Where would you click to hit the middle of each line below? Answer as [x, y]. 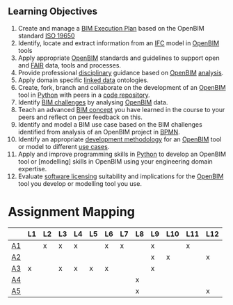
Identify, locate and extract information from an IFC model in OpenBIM [119, 43]
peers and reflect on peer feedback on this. [80, 117]
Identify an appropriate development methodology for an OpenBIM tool [120, 139]
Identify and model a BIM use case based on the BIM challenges [110, 124]
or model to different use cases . [64, 146]
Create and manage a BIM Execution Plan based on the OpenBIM [111, 28]
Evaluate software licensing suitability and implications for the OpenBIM [121, 176]
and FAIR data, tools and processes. [69, 65]
